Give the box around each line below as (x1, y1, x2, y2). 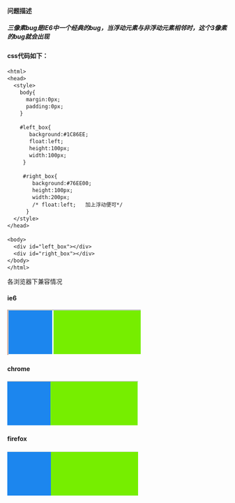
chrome (7, 364, 31, 373)
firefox (7, 435, 27, 443)
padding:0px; (25, 103, 64, 110)
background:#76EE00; (32, 180, 92, 187)
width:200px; (32, 194, 70, 201)
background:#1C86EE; (29, 131, 89, 138)
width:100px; (29, 152, 68, 159)
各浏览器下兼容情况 (7, 277, 63, 286)
